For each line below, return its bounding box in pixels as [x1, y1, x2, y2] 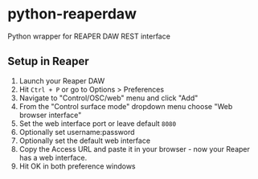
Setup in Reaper [7, 55, 89, 68]
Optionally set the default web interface [18, 136, 150, 145]
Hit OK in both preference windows [18, 161, 136, 171]
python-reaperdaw [7, 5, 137, 23]
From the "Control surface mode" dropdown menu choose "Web [18, 101, 233, 111]
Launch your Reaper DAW [18, 75, 105, 85]
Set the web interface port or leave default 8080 [18, 118, 177, 128]
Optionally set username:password [18, 127, 135, 136]
